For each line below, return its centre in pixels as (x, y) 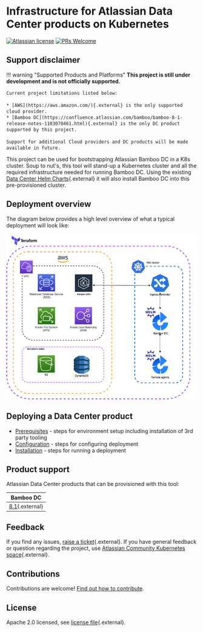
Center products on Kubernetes (88, 24)
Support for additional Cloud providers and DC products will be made (97, 142)
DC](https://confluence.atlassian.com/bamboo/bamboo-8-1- (108, 117)
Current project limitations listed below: (62, 93)
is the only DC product (150, 123)
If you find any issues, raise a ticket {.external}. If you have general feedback (101, 542)
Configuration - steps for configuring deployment (77, 444)
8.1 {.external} (26, 507)
